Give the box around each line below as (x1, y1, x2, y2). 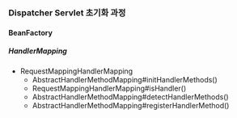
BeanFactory (8, 27, 53, 37)
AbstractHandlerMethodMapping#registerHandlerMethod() (32, 101, 230, 111)
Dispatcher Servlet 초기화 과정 (8, 6, 126, 18)
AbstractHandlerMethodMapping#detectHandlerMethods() (32, 92, 229, 102)
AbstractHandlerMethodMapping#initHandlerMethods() (32, 75, 218, 85)
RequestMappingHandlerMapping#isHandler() (32, 83, 187, 94)
